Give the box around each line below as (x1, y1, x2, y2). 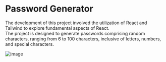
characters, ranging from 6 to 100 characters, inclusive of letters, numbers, (5, 36, 161, 42)
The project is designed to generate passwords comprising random (5, 30, 145, 36)
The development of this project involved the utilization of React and (5, 20, 147, 26)
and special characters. (5, 41, 54, 47)
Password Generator (5, 3, 93, 15)
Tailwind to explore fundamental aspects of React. (5, 25, 109, 31)
